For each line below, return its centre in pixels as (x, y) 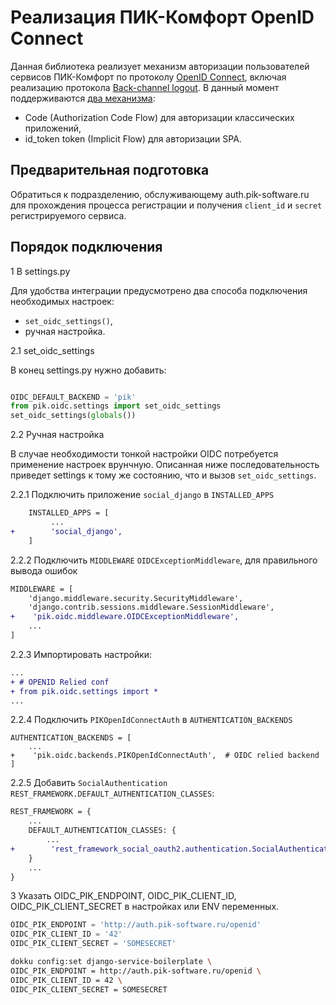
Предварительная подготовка (110, 170)
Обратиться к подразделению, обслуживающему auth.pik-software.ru (160, 194)
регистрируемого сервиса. (68, 215)
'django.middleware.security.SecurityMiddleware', (136, 598)
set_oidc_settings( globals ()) (73, 416)
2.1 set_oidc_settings (52, 350)
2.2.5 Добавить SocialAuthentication (89, 783)
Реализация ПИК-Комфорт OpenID (162, 17)
